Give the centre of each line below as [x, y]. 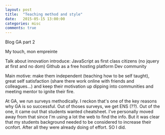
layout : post [19, 10]
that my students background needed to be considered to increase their [78, 122]
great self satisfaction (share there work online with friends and [70, 81]
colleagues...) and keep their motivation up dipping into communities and [79, 86]
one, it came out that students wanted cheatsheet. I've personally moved [79, 112]
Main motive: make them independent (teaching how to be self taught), [77, 76]
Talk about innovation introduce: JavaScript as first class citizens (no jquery [82, 61]
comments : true [21, 28]
